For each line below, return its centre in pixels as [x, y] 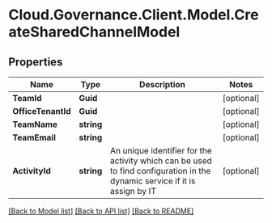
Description [162, 84]
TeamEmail [34, 137]
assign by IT [133, 191]
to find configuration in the [161, 171]
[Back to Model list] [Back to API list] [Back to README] [101, 211]
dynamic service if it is [153, 181]
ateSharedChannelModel [94, 32]
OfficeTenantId [42, 111]
